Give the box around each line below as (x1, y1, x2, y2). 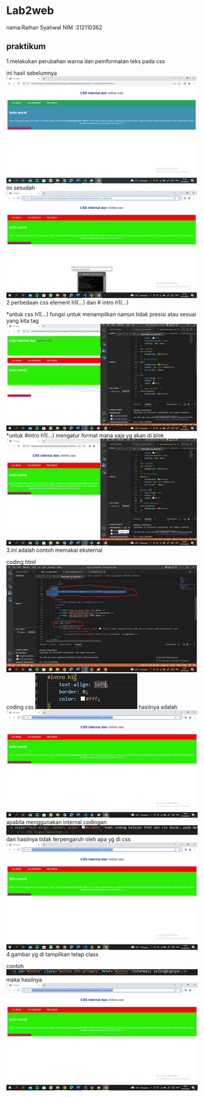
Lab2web (6, 4, 55, 18)
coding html (6, 558, 36, 565)
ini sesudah (6, 184, 35, 191)
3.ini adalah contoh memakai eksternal (6, 546, 103, 554)
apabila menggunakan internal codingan (6, 818, 107, 825)
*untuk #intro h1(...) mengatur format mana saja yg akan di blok (6, 432, 165, 439)
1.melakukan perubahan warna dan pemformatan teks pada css (6, 57, 165, 64)
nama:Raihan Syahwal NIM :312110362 (6, 24, 103, 31)
